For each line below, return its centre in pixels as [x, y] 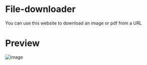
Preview [23, 43]
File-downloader [41, 9]
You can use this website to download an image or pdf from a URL [73, 23]
